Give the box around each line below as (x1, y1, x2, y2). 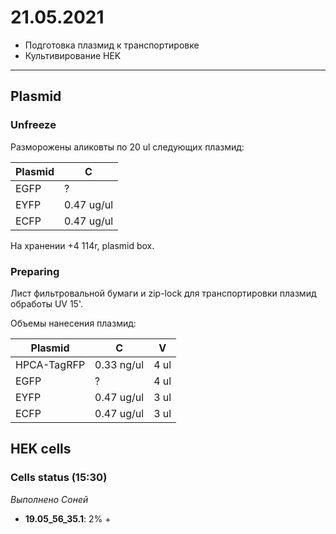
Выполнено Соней (10, 493, 89, 505)
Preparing (10, 264, 60, 278)
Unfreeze (10, 118, 57, 132)
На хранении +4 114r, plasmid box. (10, 239, 155, 251)
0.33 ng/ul (94, 357, 145, 371)
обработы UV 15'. (10, 297, 83, 310)
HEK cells (10, 441, 72, 458)
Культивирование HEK (24, 49, 122, 61)
